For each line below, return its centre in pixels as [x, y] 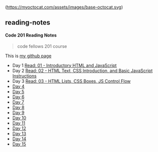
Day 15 [19, 144]
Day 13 [19, 133]
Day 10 [19, 117]
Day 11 [19, 123]
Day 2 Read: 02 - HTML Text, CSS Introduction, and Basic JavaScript [82, 71]
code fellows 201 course [42, 46]
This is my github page [28, 56]
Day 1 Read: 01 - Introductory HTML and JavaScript [64, 65]
